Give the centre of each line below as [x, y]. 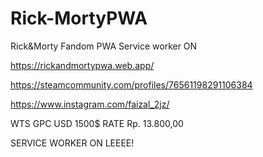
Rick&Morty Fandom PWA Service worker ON [104, 46]
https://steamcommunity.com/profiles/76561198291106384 [131, 84]
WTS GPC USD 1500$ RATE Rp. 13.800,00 [97, 123]
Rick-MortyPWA [79, 18]
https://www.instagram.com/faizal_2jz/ [90, 104]
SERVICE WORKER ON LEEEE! [72, 143]
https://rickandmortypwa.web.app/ [82, 65]
